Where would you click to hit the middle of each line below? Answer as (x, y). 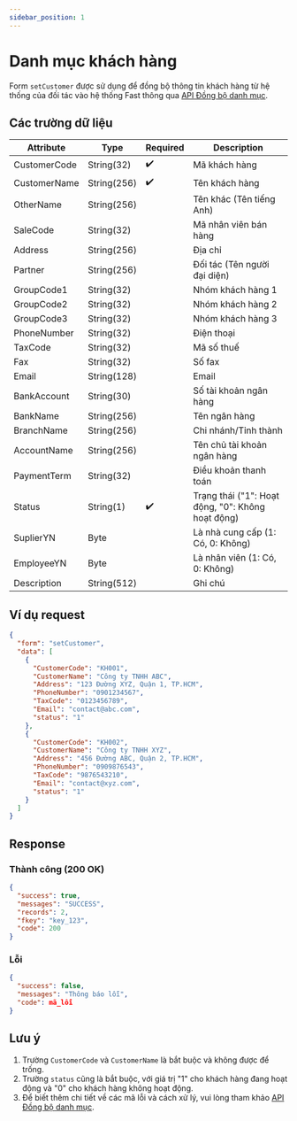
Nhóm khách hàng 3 (235, 319)
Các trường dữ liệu (61, 123)
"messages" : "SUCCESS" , (61, 904)
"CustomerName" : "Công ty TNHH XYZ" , (102, 750)
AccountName (43, 451)
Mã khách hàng (225, 165)
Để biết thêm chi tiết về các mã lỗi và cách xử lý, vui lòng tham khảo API (153, 1097)
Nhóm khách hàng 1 (235, 290)
